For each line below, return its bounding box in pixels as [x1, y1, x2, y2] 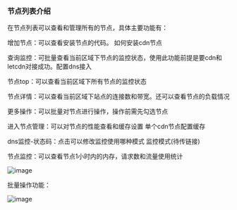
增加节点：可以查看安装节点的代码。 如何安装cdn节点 [7, 39, 162, 47]
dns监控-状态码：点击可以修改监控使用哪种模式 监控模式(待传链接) [7, 137, 200, 146]
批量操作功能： [7, 181, 51, 190]
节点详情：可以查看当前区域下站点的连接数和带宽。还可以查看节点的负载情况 [7, 92, 230, 101]
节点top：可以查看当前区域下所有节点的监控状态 [7, 78, 147, 86]
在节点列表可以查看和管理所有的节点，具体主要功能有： [7, 23, 168, 32]
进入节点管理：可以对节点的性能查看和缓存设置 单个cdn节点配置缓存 [7, 122, 206, 131]
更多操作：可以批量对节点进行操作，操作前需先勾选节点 [7, 107, 168, 116]
